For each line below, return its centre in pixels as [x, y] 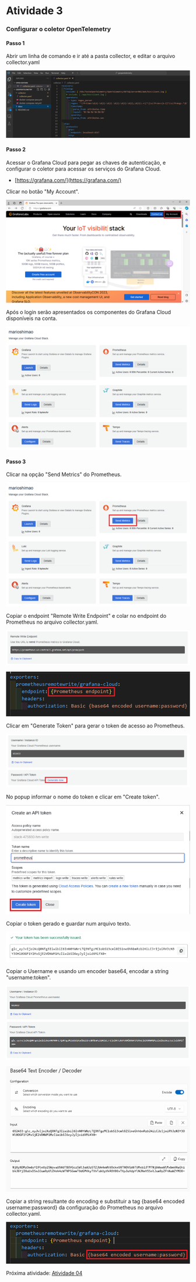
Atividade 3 [34, 11]
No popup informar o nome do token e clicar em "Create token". [83, 797]
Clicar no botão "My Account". [43, 191]
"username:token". [29, 978]
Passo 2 [16, 149]
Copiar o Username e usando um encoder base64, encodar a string [87, 971]
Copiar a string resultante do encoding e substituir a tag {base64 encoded [95, 1201]
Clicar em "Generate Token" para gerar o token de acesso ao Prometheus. [95, 726]
